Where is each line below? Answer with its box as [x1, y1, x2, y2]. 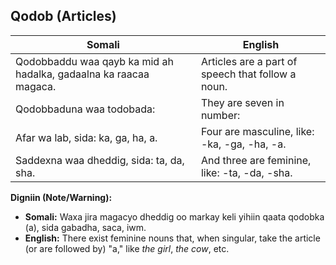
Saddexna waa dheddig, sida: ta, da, [15, 153, 185, 167]
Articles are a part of [200, 54, 298, 68]
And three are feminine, [200, 153, 312, 167]
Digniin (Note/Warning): [10, 191, 113, 203]
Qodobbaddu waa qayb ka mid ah [15, 54, 174, 68]
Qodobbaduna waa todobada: [15, 102, 156, 116]
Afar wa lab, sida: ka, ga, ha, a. [15, 130, 158, 144]
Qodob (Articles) [10, 8, 117, 25]
